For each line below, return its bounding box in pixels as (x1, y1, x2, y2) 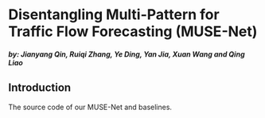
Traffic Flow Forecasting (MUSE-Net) (8, 22, 258, 41)
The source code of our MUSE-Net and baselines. (8, 102, 173, 112)
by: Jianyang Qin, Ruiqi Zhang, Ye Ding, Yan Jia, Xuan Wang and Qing (8, 49, 245, 59)
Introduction (8, 81, 72, 95)
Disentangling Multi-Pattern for (8, 6, 220, 24)
